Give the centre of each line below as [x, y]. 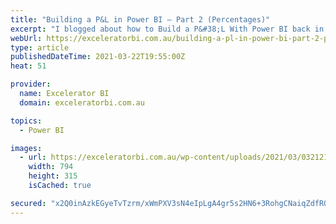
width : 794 [51, 167]
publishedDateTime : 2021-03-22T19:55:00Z [98, 57]
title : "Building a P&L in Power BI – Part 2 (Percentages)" [140, 19]
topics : [26, 121]
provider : [31, 84]
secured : [28, 203]
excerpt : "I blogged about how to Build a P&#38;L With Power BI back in [167, 29]
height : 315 [53, 176]
